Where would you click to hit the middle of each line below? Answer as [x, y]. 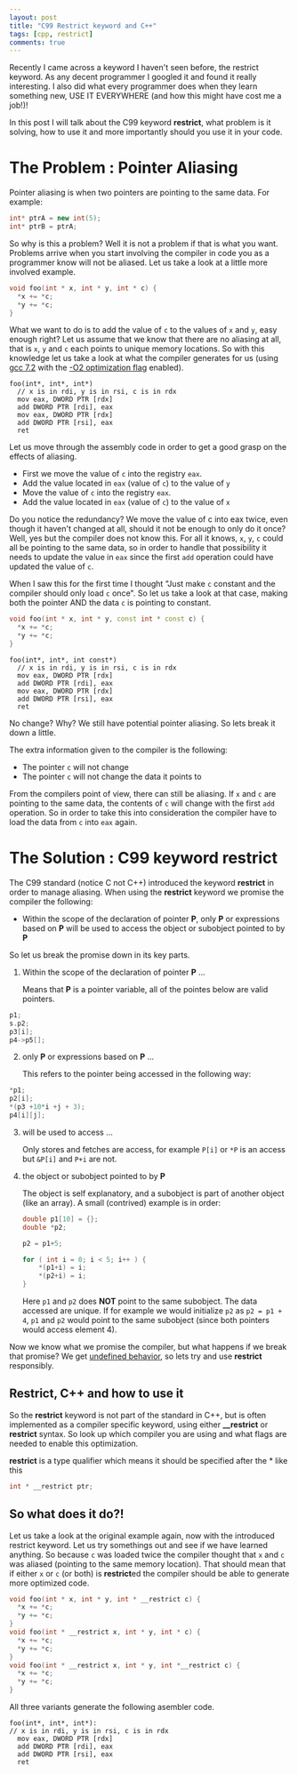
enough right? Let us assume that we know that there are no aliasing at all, [145, 340]
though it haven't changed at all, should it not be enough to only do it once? [148, 529]
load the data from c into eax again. [73, 822]
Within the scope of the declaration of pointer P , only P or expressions [151, 919]
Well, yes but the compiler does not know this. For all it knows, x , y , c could [146, 538]
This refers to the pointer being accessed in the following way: [137, 1074]
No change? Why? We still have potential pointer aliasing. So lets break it [142, 723]
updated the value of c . [52, 566]
